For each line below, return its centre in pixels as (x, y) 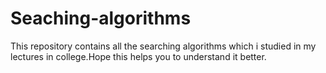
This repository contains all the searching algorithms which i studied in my (163, 46)
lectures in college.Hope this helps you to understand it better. (138, 56)
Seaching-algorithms (101, 18)
